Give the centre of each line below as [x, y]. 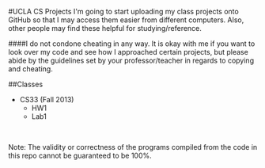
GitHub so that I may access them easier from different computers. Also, [126, 20]
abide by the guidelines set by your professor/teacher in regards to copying [131, 60]
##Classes [26, 84]
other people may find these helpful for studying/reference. [105, 28]
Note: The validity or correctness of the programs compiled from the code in [133, 147]
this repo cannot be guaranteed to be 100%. [80, 155]
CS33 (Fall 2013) [47, 99]
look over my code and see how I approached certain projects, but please [129, 52]
